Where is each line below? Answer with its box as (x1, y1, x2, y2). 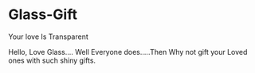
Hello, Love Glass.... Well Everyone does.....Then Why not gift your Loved (8, 47, 248, 56)
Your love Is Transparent (8, 32, 89, 41)
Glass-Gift (8, 6, 78, 24)
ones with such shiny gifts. (8, 56, 96, 65)
